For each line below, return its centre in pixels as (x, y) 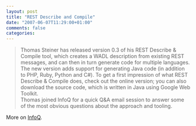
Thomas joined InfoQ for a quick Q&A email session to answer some (102, 100)
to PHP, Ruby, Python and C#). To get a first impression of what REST (104, 75)
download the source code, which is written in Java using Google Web (105, 87)
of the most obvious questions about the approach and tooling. (96, 106)
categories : (20, 33)
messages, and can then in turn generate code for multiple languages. (105, 63)
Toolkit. (29, 94)
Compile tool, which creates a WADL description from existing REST (102, 56)
